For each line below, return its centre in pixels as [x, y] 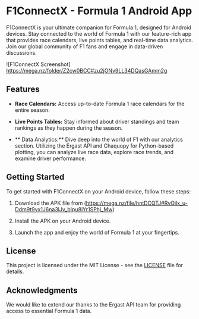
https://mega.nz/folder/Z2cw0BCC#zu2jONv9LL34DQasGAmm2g [87, 70]
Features [23, 90]
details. [15, 271]
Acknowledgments [42, 290]
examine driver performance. [50, 158]
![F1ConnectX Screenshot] [38, 64]
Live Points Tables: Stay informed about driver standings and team [97, 121]
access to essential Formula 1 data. [49, 311]
